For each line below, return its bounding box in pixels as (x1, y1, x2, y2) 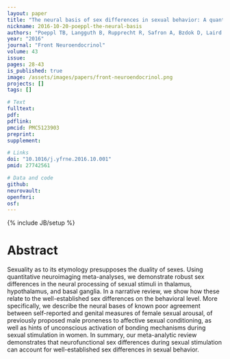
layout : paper (7, 10, 48, 17)
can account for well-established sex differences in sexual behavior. (7, 345, 200, 354)
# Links (7, 149, 29, 156)
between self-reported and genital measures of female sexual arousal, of (7, 309, 213, 317)
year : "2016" (7, 36, 44, 42)
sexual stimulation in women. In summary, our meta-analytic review (7, 331, 197, 339)
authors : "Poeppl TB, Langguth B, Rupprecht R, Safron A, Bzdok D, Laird (7, 29, 222, 36)
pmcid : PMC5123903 (7, 124, 60, 131)
